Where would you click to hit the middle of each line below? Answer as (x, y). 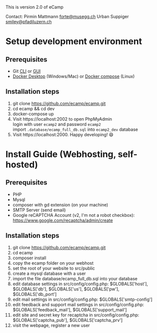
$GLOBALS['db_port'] (34, 294)
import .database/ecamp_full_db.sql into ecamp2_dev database (75, 129)
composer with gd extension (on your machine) (60, 205)
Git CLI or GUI (27, 71)
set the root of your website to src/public (54, 268)
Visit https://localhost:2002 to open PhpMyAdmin (62, 119)
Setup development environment (74, 42)
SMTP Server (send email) (39, 210)
